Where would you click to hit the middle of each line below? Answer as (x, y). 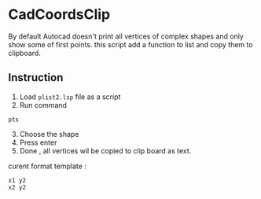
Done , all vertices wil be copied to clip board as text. (105, 150)
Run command (43, 105)
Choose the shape (49, 134)
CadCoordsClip (59, 15)
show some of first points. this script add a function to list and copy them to (130, 44)
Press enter (38, 142)
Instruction (36, 77)
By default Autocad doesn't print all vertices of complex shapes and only (126, 36)
